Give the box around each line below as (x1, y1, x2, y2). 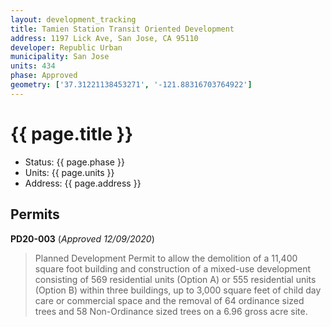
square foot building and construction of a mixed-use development (34, 262, 311, 275)
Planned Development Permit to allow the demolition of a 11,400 (34, 252, 298, 264)
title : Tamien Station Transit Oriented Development (10, 24, 235, 34)
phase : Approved (10, 71, 78, 81)
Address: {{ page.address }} (24, 177, 142, 189)
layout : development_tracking (10, 14, 137, 25)
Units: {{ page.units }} (24, 166, 115, 178)
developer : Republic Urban (10, 42, 123, 53)
